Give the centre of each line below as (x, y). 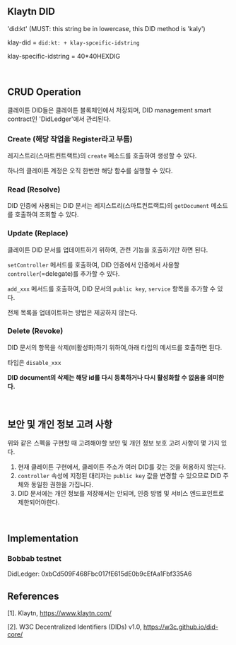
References (33, 596)
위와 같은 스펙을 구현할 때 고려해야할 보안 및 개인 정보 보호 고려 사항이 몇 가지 (114, 443)
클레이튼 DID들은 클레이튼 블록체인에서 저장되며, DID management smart (109, 110)
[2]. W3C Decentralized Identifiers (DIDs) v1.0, (75, 627)
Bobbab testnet (34, 558)
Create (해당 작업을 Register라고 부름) (70, 139)
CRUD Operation (44, 92)
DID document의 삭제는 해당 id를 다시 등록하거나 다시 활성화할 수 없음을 (107, 377)
